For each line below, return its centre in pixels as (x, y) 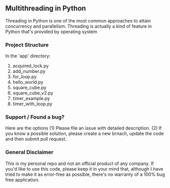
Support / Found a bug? (35, 117)
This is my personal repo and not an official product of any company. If (80, 163)
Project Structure (27, 44)
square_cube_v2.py (33, 93)
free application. (22, 180)
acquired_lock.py (31, 66)
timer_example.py (31, 99)
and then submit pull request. (36, 139)
